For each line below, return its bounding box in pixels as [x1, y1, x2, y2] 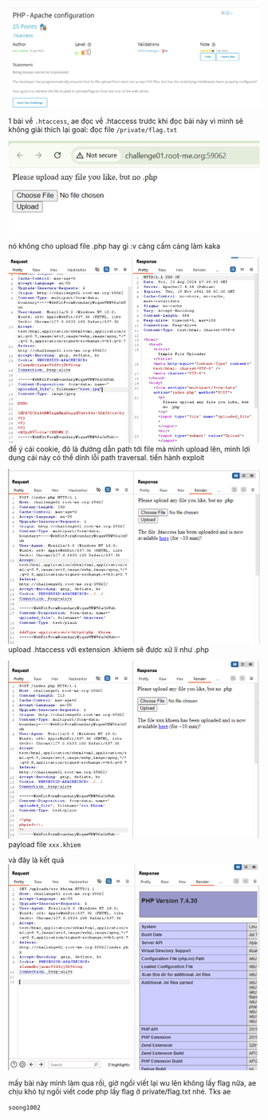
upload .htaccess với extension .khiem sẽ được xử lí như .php [8, 644, 210, 654]
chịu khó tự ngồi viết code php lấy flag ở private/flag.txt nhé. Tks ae [8, 1086, 231, 1096]
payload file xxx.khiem [8, 839, 81, 849]
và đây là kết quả [8, 855, 65, 865]
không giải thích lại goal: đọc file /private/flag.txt [8, 125, 178, 134]
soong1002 [8, 1103, 41, 1111]
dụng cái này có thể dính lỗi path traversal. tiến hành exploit [8, 453, 205, 462]
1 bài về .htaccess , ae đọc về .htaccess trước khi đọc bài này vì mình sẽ [8, 116, 243, 126]
